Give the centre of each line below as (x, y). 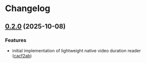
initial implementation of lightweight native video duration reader (76, 50)
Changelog (28, 8)
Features (16, 40)
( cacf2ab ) (22, 56)
